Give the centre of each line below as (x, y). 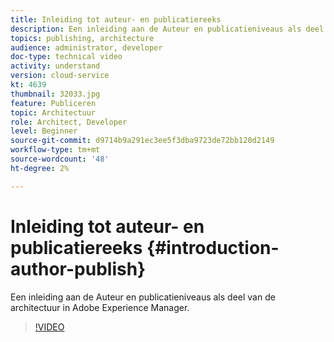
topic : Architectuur (53, 112)
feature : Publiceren (53, 103)
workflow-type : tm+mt (55, 150)
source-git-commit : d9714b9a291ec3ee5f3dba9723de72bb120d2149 (142, 141)
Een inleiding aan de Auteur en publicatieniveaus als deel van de (143, 297)
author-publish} (78, 268)
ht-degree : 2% (40, 168)
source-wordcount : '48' (60, 159)
